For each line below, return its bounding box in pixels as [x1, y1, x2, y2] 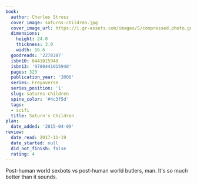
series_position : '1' [11, 85, 64, 91]
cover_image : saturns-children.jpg [11, 19, 98, 25]
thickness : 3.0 [16, 42, 54, 48]
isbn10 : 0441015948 [11, 58, 59, 64]
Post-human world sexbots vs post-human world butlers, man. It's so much [5, 167, 188, 174]
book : [5, 8, 19, 15]
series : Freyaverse [11, 80, 59, 86]
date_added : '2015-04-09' [11, 124, 75, 130]
